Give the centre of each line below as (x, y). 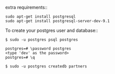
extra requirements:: (26, 7)
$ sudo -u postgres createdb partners (46, 66)
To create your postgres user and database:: (52, 30)
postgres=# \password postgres (38, 49)
